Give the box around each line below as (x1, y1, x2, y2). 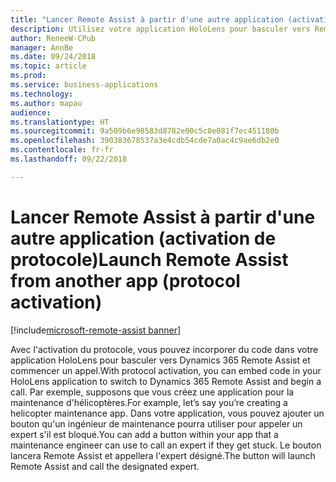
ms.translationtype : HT (10, 117, 110, 127)
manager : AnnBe (10, 42, 74, 53)
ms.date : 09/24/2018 (10, 52, 97, 62)
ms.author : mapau (10, 98, 83, 108)
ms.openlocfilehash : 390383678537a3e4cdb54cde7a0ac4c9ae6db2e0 (10, 136, 280, 146)
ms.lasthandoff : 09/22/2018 (10, 154, 128, 164)
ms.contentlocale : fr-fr (10, 145, 114, 155)
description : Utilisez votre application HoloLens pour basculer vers (10, 24, 311, 34)
